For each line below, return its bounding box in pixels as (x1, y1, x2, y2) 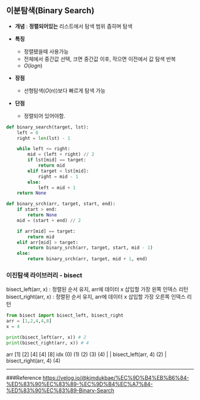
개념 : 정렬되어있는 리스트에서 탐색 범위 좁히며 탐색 (14, 23, 133, 30)
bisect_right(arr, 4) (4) (6, 357, 61, 364)
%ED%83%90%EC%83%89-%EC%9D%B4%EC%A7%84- (6, 380, 154, 387)
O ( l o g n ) (23, 62, 43, 69)
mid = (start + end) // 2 (17, 217, 82, 223)
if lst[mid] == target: (27, 157, 86, 163)
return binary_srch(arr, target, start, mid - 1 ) (27, 245, 153, 251)
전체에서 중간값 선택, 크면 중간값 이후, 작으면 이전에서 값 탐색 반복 (23, 55, 176, 62)
